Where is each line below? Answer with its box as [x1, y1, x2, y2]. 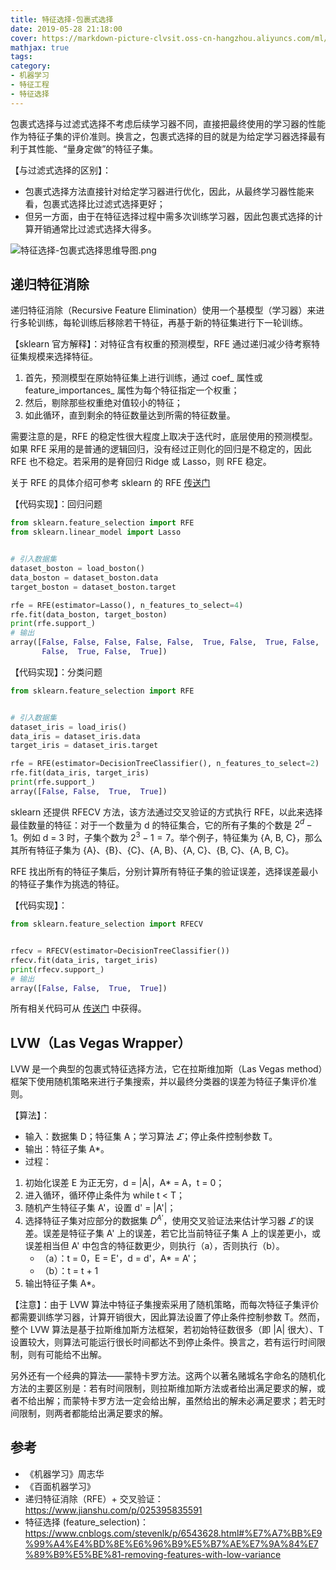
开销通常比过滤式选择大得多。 [33, 222, 157, 235]
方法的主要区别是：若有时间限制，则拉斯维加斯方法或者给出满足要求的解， [10, 1382, 317, 1394]
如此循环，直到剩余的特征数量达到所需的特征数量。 [24, 409, 236, 421]
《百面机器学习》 [24, 1480, 96, 1492]
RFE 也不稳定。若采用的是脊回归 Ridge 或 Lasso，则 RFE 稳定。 [10, 456, 272, 468]
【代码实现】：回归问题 [10, 498, 103, 510]
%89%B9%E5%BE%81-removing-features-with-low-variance [24, 1548, 282, 1560]
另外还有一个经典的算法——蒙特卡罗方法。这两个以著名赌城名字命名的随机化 [10, 1369, 326, 1381]
